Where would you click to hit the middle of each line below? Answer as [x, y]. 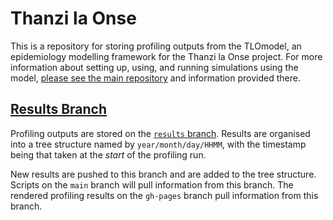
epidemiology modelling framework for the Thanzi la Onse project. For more [166, 56]
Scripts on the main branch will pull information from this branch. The [152, 184]
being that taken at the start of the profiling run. [108, 154]
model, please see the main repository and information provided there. [155, 78]
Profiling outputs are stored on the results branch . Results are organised [160, 133]
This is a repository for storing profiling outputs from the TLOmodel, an [156, 46]
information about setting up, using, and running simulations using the [154, 67]
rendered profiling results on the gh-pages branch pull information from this [164, 195]
